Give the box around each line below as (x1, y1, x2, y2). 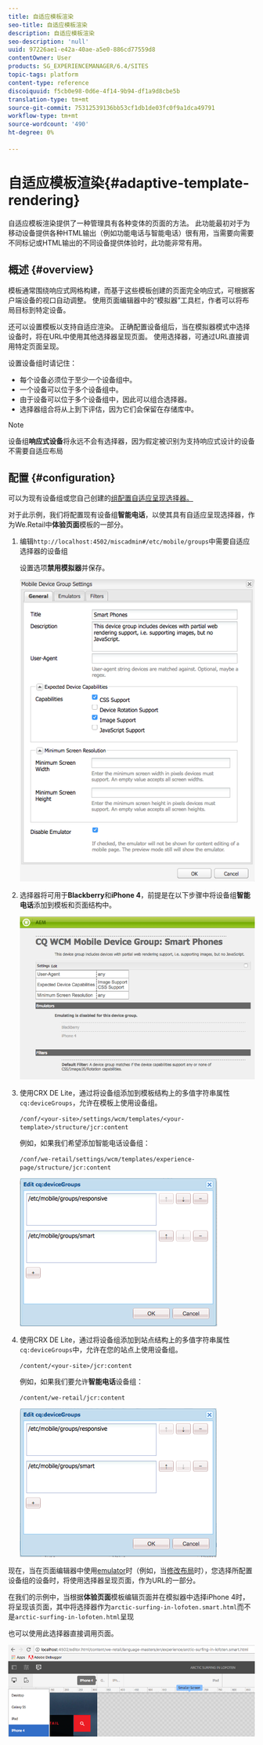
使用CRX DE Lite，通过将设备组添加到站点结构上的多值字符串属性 (19, 1335, 230, 1344)
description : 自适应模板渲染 (8, 29, 95, 37)
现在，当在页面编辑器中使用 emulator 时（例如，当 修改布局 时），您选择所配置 (8, 1566, 253, 1575)
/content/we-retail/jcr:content (19, 1394, 125, 1402)
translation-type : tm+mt (8, 95, 89, 104)
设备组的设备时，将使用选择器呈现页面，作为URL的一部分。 (8, 1575, 200, 1586)
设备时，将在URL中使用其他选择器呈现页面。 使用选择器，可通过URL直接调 (8, 331, 250, 341)
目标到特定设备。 (14, 305, 70, 314)
